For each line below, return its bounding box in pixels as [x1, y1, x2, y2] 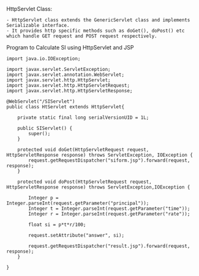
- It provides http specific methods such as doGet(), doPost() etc [6, 28, 185, 34]
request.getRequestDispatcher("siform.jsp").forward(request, [28, 157, 190, 163]
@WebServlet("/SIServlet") [6, 99, 75, 105]
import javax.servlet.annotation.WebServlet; [6, 72, 124, 78]
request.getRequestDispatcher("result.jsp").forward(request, [28, 243, 190, 249]
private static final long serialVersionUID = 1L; [17, 114, 149, 121]
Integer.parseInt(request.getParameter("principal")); [6, 200, 149, 206]
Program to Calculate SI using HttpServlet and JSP [6, 44, 134, 51]
